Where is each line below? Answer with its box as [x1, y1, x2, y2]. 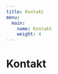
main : [11, 20, 26, 26]
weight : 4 [17, 31, 42, 37]
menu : [6, 14, 20, 20]
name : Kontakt [17, 25, 52, 32]
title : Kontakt [6, 8, 44, 15]
